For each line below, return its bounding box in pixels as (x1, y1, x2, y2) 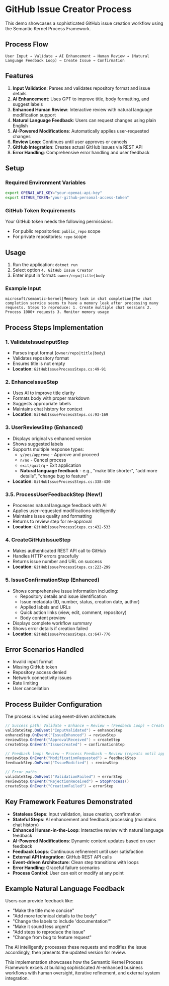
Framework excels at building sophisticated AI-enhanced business (5, 964, 143, 971)
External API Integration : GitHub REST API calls (12, 853, 112, 860)
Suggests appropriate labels (12, 401, 71, 407)
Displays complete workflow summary (12, 620, 92, 626)
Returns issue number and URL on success (12, 559, 102, 565)
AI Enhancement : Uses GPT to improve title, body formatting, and (12, 96, 149, 102)
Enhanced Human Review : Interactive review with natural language (12, 106, 152, 112)
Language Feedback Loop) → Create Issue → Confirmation (5, 58, 125, 63)
